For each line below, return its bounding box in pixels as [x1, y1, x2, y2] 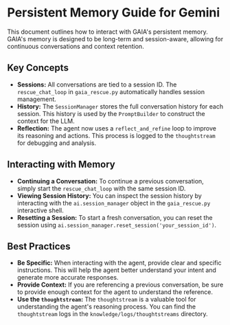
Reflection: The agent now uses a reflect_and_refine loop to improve [16, 124, 216, 132]
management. [16, 95, 57, 103]
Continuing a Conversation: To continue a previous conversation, [16, 177, 204, 185]
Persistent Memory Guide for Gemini [7, 5, 220, 21]
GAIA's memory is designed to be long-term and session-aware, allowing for [7, 34, 224, 43]
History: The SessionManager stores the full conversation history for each [16, 102, 224, 111]
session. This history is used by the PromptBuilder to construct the [16, 109, 206, 117]
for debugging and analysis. [16, 139, 97, 147]
